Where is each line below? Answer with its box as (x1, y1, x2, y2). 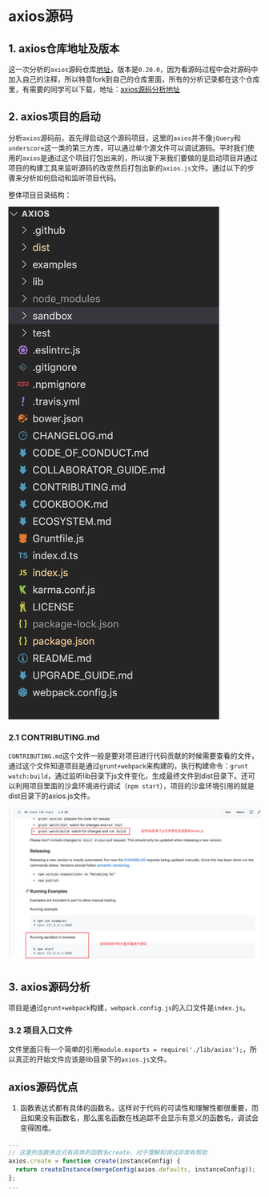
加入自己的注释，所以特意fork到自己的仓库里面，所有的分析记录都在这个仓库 (8, 75, 260, 84)
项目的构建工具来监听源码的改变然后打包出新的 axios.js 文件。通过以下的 (8, 163, 248, 172)
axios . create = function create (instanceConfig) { (8, 1157, 181, 1165)
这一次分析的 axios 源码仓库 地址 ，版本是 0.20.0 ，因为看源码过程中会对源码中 (8, 65, 259, 74)
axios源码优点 (8, 1080, 78, 1094)
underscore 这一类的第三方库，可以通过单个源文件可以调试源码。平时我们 (8, 143, 248, 152)
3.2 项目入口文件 (8, 1025, 74, 1036)
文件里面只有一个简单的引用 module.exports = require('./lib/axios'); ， (8, 1045, 251, 1054)
